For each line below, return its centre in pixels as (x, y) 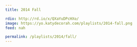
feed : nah (15, 28)
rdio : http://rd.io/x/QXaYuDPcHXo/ (42, 19)
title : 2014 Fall (23, 10)
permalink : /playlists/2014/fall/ (41, 37)
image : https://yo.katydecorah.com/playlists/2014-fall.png (69, 23)
